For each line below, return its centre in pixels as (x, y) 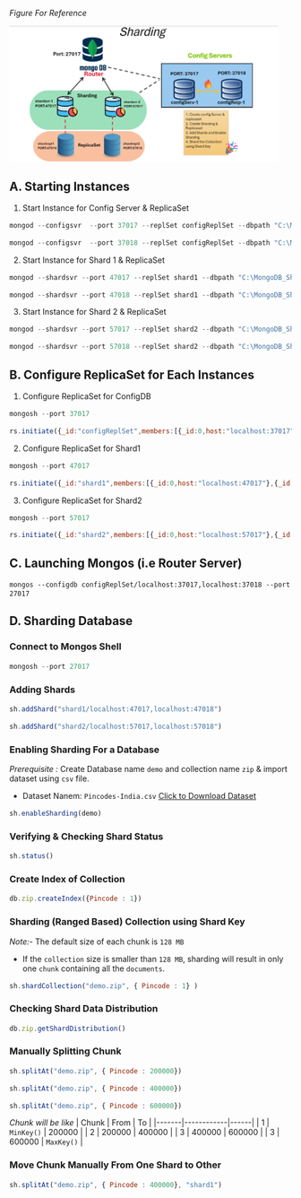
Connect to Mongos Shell (65, 647)
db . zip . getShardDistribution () (68, 1029)
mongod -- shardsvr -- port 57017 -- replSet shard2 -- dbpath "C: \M (133, 330)
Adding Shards (43, 690)
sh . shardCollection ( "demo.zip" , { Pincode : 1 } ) (104, 985)
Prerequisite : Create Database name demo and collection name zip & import (149, 769)
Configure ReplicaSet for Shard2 (82, 500)
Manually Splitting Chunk (66, 1051)
